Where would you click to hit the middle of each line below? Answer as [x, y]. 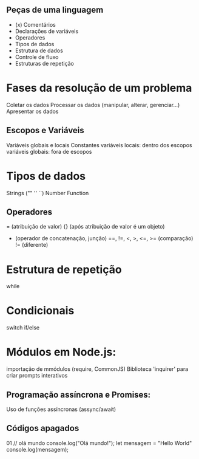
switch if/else [23, 328]
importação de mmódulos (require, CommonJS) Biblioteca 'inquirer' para [97, 369]
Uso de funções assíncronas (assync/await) [61, 409]
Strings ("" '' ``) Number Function [48, 193]
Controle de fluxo [37, 57]
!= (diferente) [32, 245]
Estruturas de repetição [45, 63]
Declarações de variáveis [47, 31]
